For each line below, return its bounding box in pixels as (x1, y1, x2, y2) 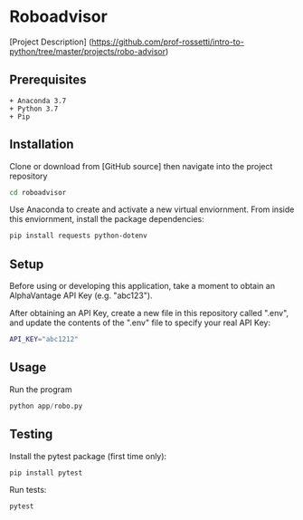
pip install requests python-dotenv (9, 231, 147, 241)
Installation (9, 137, 74, 152)
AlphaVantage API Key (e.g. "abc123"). (9, 290, 153, 301)
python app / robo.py (9, 401, 83, 410)
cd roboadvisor (9, 188, 67, 197)
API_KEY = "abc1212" (9, 335, 79, 344)
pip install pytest (9, 468, 83, 477)
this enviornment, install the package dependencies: (9, 214, 205, 225)
